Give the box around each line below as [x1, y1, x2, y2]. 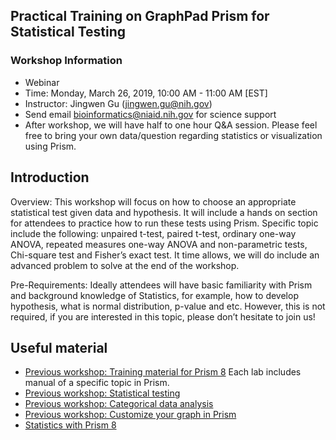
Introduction [10, 169, 90, 186]
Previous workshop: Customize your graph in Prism [24, 409, 237, 421]
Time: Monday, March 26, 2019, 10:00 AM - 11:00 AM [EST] [24, 87, 268, 99]
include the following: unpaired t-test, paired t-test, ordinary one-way [10, 227, 297, 239]
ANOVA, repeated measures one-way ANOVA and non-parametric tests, [10, 238, 308, 250]
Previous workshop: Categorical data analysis [24, 398, 214, 410]
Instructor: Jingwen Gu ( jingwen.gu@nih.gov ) [24, 97, 213, 109]
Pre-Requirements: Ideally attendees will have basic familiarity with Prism [10, 279, 313, 291]
